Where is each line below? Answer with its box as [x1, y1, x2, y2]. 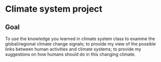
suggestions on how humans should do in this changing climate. [5, 51, 136, 57]
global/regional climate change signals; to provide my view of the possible [5, 41, 156, 47]
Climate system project [5, 3, 103, 15]
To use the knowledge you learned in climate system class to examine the [5, 36, 156, 41]
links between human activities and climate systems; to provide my [5, 46, 142, 52]
